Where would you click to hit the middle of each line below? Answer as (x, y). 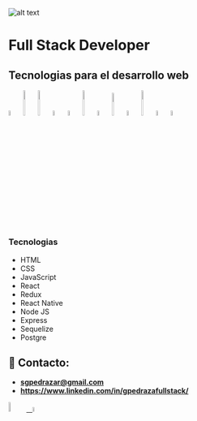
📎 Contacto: (39, 362)
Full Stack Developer (79, 45)
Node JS (35, 311)
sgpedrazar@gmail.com (62, 382)
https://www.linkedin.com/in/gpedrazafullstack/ (104, 391)
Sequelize (37, 329)
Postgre (33, 337)
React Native (41, 303)
